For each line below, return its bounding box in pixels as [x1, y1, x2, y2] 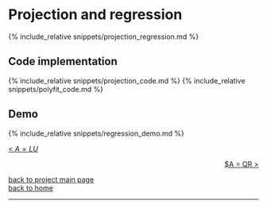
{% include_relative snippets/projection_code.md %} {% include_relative [8, 75, 246, 85]
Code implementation [8, 55, 118, 68]
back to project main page [8, 175, 95, 184]
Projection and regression [8, 6, 183, 24]
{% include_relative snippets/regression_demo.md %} [8, 129, 185, 138]
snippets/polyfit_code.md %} [8, 84, 103, 94]
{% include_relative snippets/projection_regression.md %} [8, 32, 199, 41]
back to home [8, 183, 54, 192]
